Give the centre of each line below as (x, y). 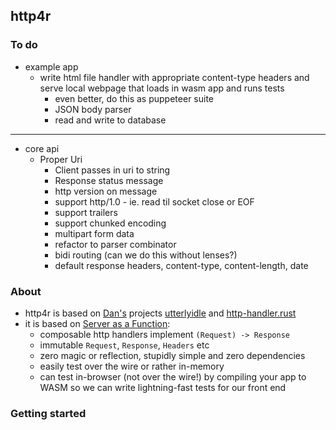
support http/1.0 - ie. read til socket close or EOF (154, 201)
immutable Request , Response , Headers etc (124, 345)
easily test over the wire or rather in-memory (132, 366)
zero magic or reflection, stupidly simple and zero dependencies (172, 355)
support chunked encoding (110, 223)
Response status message (109, 180)
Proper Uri (61, 159)
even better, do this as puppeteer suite (134, 98)
